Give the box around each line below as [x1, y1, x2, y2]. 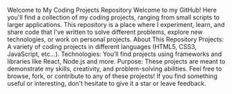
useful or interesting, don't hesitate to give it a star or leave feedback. [7, 79, 206, 87]
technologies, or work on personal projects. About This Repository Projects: [7, 35, 224, 44]
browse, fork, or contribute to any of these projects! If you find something [7, 72, 217, 80]
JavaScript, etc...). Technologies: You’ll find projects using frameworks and [7, 50, 222, 58]
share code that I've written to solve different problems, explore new [7, 28, 203, 36]
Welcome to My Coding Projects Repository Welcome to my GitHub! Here [7, 6, 217, 14]
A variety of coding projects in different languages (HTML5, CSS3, [7, 43, 197, 50]
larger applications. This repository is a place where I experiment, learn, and [7, 21, 225, 28]
